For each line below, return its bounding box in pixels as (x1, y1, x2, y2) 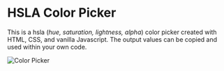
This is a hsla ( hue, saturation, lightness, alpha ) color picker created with (7, 28, 218, 36)
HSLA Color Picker (7, 5, 117, 21)
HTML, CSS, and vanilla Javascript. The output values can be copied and (7, 35, 218, 43)
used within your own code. (7, 42, 87, 51)
